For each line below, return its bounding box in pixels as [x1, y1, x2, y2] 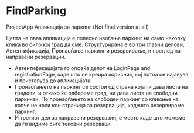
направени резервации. [6, 53, 66, 60]
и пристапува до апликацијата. [14, 77, 92, 84]
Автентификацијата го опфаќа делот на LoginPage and [14, 64, 151, 71]
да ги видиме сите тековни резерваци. [14, 120, 113, 127]
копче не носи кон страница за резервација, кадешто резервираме [14, 101, 185, 108]
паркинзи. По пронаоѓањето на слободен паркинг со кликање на [14, 95, 179, 103]
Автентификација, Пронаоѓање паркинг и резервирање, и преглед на [6, 47, 181, 54]
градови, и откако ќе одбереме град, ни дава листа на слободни [14, 89, 178, 96]
